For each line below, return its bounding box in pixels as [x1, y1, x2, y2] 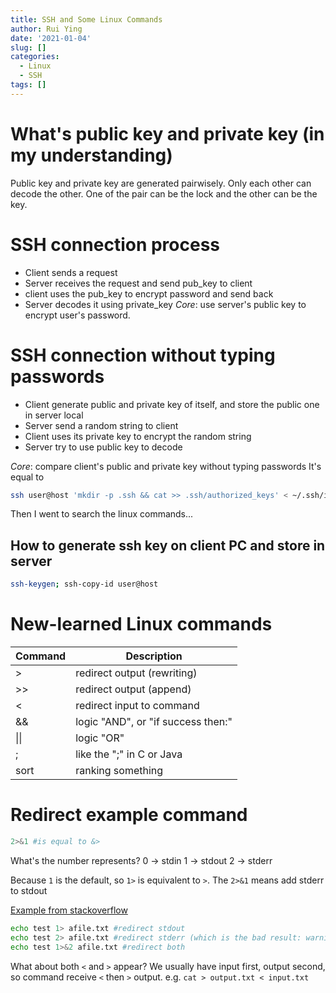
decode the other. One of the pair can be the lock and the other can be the [10, 187, 318, 200]
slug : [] [10, 42, 47, 53]
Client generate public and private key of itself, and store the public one [24, 398, 320, 410]
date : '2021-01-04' [10, 33, 92, 43]
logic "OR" [75, 731, 125, 745]
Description [125, 649, 183, 663]
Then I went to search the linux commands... [10, 508, 194, 520]
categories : [10, 52, 60, 62]
